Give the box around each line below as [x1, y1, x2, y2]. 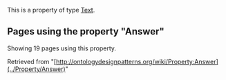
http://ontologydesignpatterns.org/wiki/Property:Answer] [55, 57, 219, 66]
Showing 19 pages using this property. [7, 44, 116, 52]
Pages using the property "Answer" [7, 26, 164, 37]
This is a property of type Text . [7, 6, 95, 14]
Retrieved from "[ [7, 57, 57, 66]
